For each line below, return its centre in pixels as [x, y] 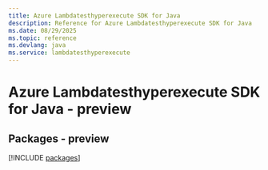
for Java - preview [70, 109]
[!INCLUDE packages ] [44, 158]
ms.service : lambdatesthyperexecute [69, 53]
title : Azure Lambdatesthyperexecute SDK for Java [94, 16]
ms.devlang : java [37, 45]
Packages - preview [59, 138]
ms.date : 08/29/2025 [43, 30]
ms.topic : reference [43, 38]
